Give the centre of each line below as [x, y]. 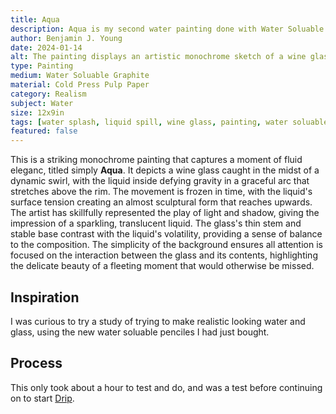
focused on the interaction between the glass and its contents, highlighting [164, 255]
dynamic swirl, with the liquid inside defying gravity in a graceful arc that [160, 181]
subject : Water [42, 103]
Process [36, 363]
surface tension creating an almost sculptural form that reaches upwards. [161, 202]
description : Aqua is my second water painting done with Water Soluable [167, 29]
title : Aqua [35, 19]
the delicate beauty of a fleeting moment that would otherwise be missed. [162, 266]
